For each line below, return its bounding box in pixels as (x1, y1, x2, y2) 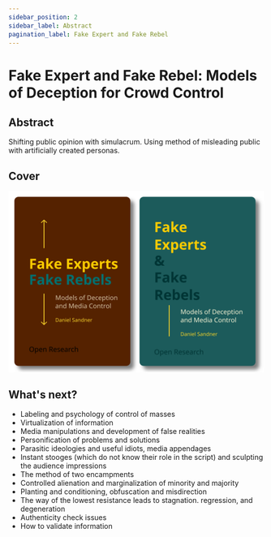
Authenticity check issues (19, 513, 107, 522)
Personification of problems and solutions (19, 435, 161, 445)
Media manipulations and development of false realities (19, 427, 205, 436)
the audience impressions (19, 461, 107, 470)
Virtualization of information (19, 418, 114, 427)
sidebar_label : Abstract (8, 21, 92, 30)
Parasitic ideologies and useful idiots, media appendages (19, 444, 212, 453)
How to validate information (19, 522, 114, 531)
